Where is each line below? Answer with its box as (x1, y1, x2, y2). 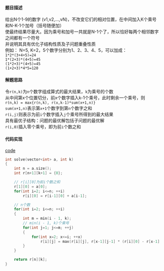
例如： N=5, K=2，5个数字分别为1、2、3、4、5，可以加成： (5, 47, 127, 53)
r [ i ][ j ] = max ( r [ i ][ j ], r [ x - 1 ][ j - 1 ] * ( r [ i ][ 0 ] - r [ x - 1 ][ (40, 239, 162, 244)
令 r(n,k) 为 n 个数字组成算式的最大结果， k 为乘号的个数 (5, 89, 114, 95)
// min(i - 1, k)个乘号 (23, 221, 69, 226)
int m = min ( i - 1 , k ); (23, 216, 71, 221)
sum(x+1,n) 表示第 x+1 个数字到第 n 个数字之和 (5, 105, 93, 111)
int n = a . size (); (14, 166, 52, 171)
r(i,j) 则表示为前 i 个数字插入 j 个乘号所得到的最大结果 (5, 112, 114, 117)
